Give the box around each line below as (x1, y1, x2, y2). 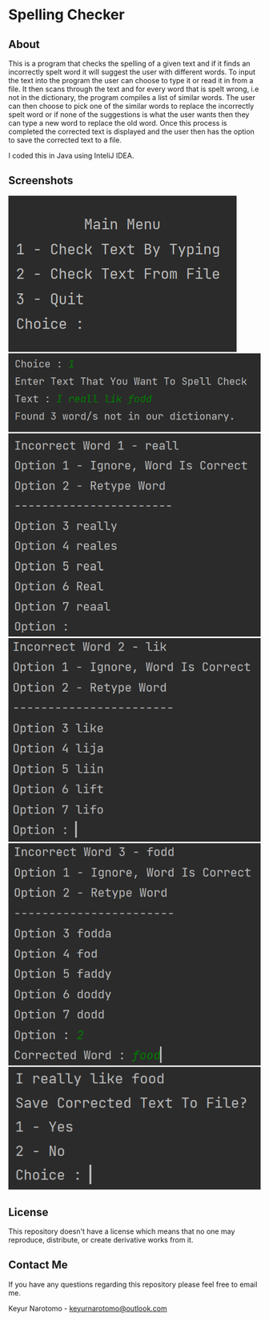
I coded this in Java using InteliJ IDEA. (8, 151, 134, 160)
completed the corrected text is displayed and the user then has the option (8, 126, 255, 136)
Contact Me (8, 1259, 68, 1272)
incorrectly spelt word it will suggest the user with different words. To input (8, 67, 256, 77)
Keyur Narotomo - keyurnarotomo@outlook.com (8, 1303, 168, 1313)
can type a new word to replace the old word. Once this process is (8, 118, 227, 127)
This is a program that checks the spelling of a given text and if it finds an (8, 58, 251, 68)
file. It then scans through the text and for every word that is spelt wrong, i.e (8, 84, 259, 94)
